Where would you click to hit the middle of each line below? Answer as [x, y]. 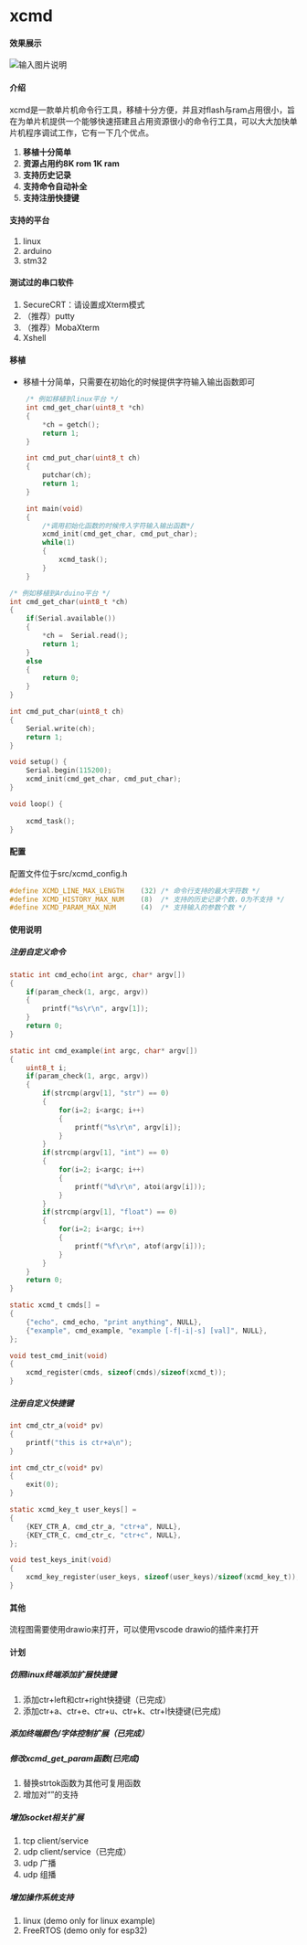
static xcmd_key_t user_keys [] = [73, 1510]
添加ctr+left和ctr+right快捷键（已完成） [96, 1699]
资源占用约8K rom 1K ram [71, 163]
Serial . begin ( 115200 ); [69, 771]
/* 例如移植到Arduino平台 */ [60, 593]
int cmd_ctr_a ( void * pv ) [57, 1426]
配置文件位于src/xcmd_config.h [69, 873]
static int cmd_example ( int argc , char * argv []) [104, 1051]
